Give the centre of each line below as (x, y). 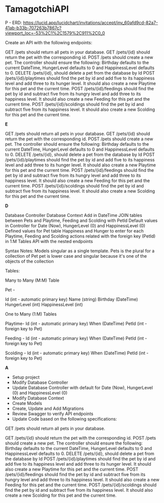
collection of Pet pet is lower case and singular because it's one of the (76, 256)
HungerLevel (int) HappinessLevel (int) (44, 304)
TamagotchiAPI (37, 9)
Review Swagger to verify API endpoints (53, 414)
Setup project (26, 377)
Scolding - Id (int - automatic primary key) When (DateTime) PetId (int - (77, 353)
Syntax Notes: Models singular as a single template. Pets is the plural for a (80, 251)
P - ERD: (13, 23)
